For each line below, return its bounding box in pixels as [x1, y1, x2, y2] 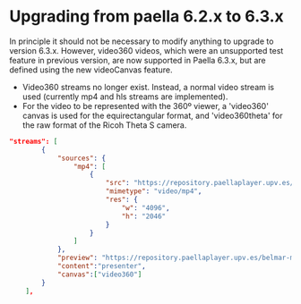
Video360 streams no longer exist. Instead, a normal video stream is [21, 81, 275, 92]
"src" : [105, 179, 130, 188]
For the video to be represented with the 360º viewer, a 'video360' [21, 100, 269, 111]
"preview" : [56, 253, 99, 263]
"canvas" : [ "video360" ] [56, 270, 142, 279]
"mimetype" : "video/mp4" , [105, 187, 202, 196]
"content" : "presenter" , [56, 262, 146, 271]
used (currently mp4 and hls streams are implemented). [21, 91, 228, 102]
